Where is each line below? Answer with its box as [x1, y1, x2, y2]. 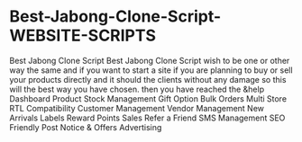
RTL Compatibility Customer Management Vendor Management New [9, 102, 264, 113]
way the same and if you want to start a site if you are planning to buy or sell [9, 65, 293, 75]
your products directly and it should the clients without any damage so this [9, 74, 287, 84]
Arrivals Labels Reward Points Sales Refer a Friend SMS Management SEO [9, 112, 286, 123]
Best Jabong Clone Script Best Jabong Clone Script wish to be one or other [9, 55, 290, 66]
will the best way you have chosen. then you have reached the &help [9, 84, 264, 94]
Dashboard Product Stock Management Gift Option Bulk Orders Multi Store [9, 93, 287, 104]
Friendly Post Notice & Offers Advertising [9, 121, 162, 132]
